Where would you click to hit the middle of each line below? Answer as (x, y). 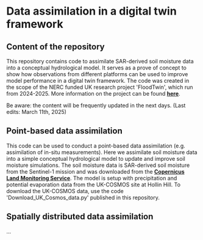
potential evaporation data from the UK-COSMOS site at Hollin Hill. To (94, 185)
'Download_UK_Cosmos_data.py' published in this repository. (83, 197)
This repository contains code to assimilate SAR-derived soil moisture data (100, 61)
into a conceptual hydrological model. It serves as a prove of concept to (97, 68)
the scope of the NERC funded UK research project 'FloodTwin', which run (100, 87)
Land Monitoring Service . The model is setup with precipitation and (92, 178)
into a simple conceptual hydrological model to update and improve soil (96, 158)
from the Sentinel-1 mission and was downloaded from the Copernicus (95, 171)
